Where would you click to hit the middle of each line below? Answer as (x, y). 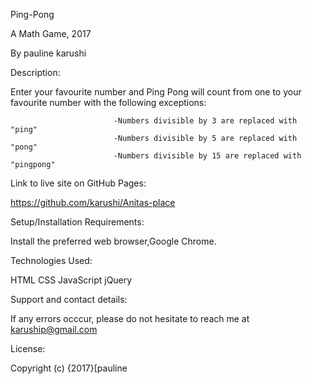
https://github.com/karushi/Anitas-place (93, 202)
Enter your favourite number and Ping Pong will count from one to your (156, 92)
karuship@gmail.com (54, 329)
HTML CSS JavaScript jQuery (71, 280)
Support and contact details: (69, 299)
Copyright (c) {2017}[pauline (69, 368)
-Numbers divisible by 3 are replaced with (205, 121)
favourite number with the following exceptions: (108, 102)
